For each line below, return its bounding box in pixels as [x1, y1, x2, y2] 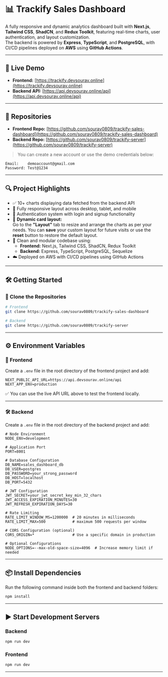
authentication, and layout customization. [5, 34, 90, 40]
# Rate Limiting [5, 510, 39, 515]
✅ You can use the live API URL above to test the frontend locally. [5, 391, 140, 397]
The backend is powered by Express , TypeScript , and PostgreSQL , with [5, 39, 155, 45]
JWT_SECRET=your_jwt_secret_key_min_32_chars [5, 493, 101, 498]
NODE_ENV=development [5, 436, 50, 441]
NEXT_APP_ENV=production [5, 382, 57, 387]
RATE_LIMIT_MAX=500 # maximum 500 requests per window [5, 519, 146, 524]
